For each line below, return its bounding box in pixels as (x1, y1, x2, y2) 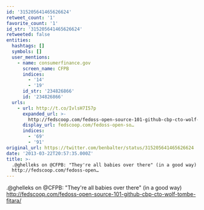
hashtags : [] (12, 43, 45, 49)
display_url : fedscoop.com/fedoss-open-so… (22, 122, 135, 128)
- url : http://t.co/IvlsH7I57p (17, 105, 97, 111)
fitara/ (6, 197, 22, 205)
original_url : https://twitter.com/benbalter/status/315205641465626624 (6, 144, 194, 151)
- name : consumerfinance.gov (17, 60, 91, 66)
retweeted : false (6, 32, 50, 38)
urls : (12, 99, 26, 105)
